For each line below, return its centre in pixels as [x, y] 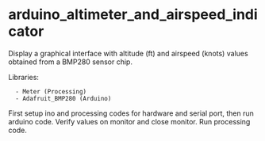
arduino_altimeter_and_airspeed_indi [133, 15]
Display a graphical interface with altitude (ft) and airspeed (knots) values [128, 53]
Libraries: [24, 77]
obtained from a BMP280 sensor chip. [71, 62]
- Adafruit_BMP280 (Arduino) [63, 98]
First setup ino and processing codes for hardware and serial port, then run [131, 113]
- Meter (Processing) [51, 91]
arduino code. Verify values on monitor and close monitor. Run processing [129, 121]
